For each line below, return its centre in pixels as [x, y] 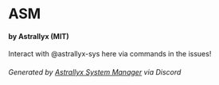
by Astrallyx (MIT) [39, 36]
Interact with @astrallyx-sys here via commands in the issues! [110, 54]
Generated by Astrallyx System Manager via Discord [95, 71]
